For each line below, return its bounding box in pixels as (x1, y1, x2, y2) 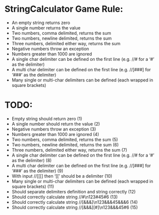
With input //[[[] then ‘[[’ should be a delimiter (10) (11, 173, 112, 179)
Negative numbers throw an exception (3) (11, 126, 96, 132)
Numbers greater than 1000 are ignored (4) (11, 131, 99, 137)
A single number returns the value (11, 25, 80, 30)
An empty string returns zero (11, 20, 71, 26)
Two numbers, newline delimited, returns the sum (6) (11, 141, 119, 148)
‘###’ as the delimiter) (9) (11, 168, 63, 174)
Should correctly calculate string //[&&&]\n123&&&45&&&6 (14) (11, 199, 138, 205)
